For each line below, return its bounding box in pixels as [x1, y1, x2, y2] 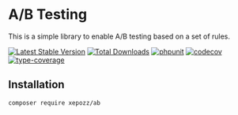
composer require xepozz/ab [8, 98, 101, 107]
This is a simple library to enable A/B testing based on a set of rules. [8, 32, 231, 41]
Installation [8, 78, 65, 91]
